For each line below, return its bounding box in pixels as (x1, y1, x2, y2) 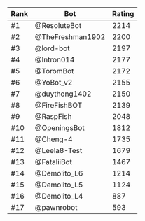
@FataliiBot (34, 157, 72, 166)
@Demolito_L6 (34, 169, 83, 178)
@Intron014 (34, 55, 75, 64)
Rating (111, 9, 134, 18)
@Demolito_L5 (34, 180, 83, 190)
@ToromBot (34, 66, 74, 76)
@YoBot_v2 (34, 78, 73, 87)
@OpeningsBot (34, 123, 85, 132)
